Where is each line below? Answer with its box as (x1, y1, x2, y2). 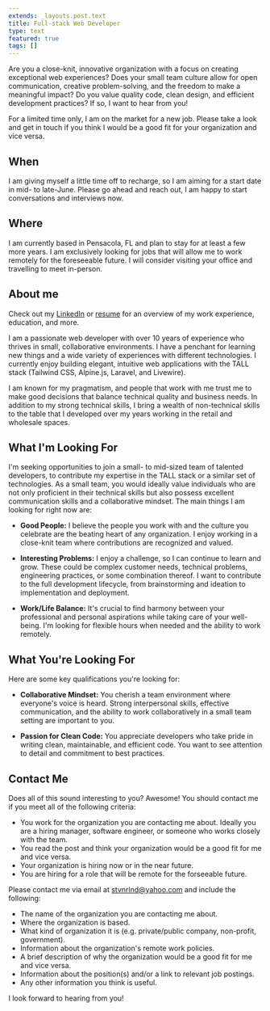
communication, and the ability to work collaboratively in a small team (19, 707, 252, 717)
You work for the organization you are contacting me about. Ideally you (19, 818, 256, 827)
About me (8, 288, 59, 301)
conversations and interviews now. (8, 193, 123, 203)
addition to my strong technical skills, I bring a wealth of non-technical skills (8, 400, 260, 410)
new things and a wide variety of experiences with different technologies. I (8, 350, 256, 360)
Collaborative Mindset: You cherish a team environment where (19, 690, 231, 700)
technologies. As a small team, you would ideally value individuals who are (8, 479, 256, 489)
